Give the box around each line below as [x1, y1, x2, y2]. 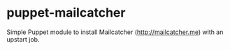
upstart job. [6, 35, 40, 43]
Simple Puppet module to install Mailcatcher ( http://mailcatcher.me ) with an [6, 28, 224, 36]
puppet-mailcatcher [6, 5, 126, 21]
